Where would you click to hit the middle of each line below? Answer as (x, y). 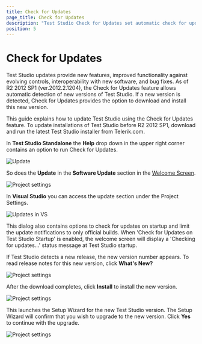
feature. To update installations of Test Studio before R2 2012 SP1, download (101, 125)
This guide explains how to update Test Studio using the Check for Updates (100, 119)
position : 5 (21, 29)
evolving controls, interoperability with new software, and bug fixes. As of (97, 81)
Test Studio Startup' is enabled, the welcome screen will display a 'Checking (101, 239)
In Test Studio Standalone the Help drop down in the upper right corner (96, 143)
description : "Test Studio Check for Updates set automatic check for (96, 23)
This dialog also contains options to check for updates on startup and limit (98, 226)
